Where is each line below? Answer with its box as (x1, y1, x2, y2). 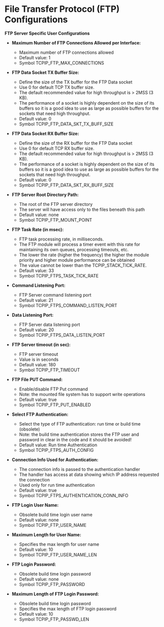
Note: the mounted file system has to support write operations (19, 391, 146, 397)
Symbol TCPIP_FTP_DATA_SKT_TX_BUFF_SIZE (19, 121, 114, 127)
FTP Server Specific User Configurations (4, 30, 90, 36)
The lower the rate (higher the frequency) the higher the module (19, 252, 149, 258)
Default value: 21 (19, 297, 53, 303)
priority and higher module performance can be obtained (19, 257, 135, 263)
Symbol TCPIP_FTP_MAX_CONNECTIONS (19, 60, 104, 66)
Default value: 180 (19, 361, 56, 367)
